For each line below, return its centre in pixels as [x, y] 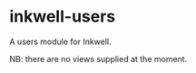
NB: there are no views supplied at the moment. [98, 59]
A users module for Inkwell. [60, 41]
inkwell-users [63, 17]
